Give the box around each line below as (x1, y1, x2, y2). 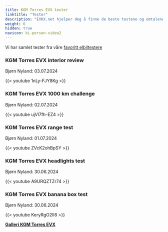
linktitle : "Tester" (5, 12, 48, 17)
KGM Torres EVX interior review (5, 56, 84, 63)
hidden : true (5, 26, 32, 31)
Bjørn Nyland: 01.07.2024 (5, 135, 57, 141)
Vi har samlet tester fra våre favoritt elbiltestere (5, 44, 102, 50)
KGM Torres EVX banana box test (5, 191, 88, 198)
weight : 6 (5, 21, 26, 26)
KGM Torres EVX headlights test (5, 157, 85, 164)
